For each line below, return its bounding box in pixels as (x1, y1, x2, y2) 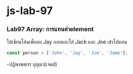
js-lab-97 (6, 4, 53, 18)
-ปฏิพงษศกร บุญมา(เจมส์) (6, 60, 58, 68)
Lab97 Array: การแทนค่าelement (6, 25, 94, 33)
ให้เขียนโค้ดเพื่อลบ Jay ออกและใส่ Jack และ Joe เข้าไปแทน (6, 38, 128, 45)
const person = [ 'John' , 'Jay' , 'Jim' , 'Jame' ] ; (6, 50, 128, 56)
